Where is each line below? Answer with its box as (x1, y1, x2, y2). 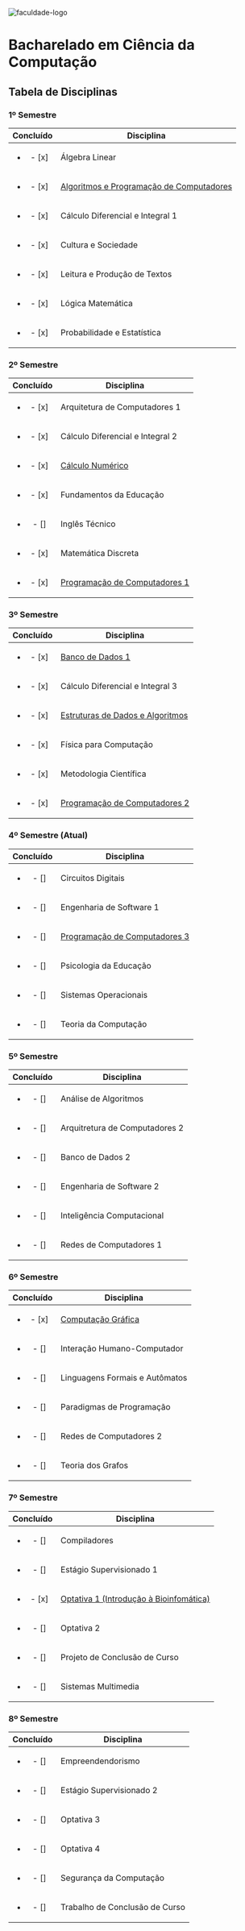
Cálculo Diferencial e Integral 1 (60, 210, 177, 221)
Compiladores (60, 1534, 114, 1546)
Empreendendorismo (60, 1755, 140, 1767)
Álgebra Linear (60, 152, 117, 163)
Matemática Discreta (60, 548, 139, 559)
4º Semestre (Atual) (8, 830, 89, 841)
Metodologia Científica (60, 768, 147, 779)
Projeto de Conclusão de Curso (60, 1651, 179, 1663)
